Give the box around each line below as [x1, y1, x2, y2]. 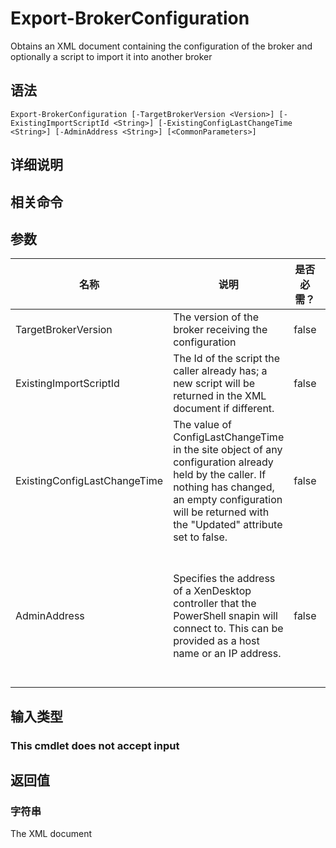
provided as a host [173, 634, 260, 648]
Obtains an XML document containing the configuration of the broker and [10, 40, 313, 52]
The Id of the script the [173, 352, 281, 366]
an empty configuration [173, 493, 283, 507]
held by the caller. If [173, 468, 267, 482]
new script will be [173, 377, 256, 391]
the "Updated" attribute [173, 518, 283, 532]
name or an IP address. [173, 647, 282, 661]
